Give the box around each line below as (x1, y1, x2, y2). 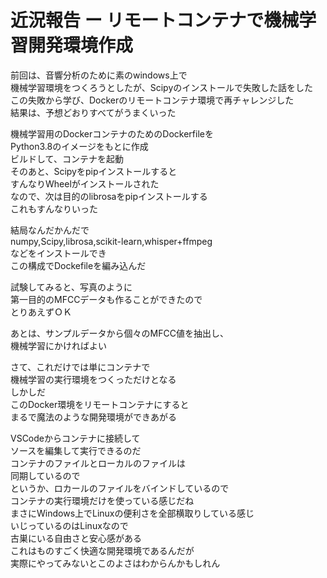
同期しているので (10, 469, 81, 481)
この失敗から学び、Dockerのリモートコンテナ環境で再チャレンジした (10, 94, 295, 106)
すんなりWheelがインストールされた (10, 177, 160, 190)
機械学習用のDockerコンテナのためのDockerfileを (10, 127, 214, 140)
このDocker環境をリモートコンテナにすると (10, 398, 190, 410)
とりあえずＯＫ (10, 306, 72, 318)
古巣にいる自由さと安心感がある (10, 532, 142, 544)
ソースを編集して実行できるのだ (10, 444, 142, 456)
